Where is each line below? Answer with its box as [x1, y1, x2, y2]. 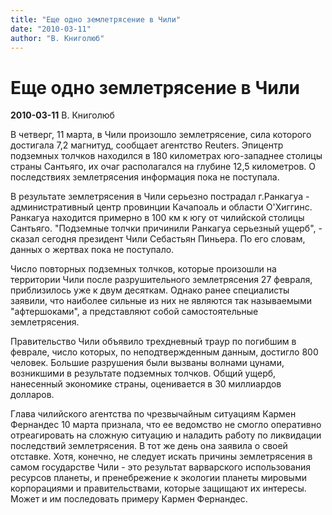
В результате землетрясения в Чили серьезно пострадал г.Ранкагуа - [10, 191, 310, 203]
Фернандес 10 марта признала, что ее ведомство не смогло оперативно [10, 419, 322, 431]
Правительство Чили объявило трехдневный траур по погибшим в [10, 336, 297, 348]
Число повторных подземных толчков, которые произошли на [10, 263, 277, 275]
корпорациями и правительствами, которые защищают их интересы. [10, 482, 307, 495]
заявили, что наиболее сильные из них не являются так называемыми [10, 295, 313, 307]
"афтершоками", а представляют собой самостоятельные [10, 306, 259, 318]
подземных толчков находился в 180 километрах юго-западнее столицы [10, 150, 323, 162]
